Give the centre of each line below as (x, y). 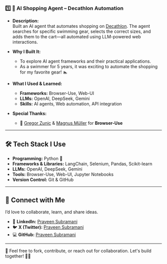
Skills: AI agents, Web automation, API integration (71, 104)
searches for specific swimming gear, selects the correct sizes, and (82, 31)
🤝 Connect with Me (35, 200)
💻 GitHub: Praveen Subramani (44, 234)
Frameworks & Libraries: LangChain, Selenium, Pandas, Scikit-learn (82, 164)
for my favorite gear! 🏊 (44, 72)
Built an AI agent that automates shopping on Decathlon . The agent (81, 26)
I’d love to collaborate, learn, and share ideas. (52, 212)
